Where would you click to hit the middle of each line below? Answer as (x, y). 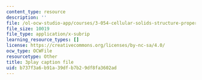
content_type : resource (36, 12)
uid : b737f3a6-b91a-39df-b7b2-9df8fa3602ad (62, 68)
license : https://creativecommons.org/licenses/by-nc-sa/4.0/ (86, 46)
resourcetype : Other (32, 57)
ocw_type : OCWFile (29, 51)
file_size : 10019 (28, 29)
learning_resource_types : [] (43, 40)
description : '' (26, 17)
